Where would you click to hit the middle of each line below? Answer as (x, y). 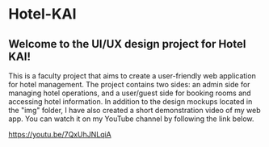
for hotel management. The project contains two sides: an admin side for (129, 84)
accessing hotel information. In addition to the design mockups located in (130, 101)
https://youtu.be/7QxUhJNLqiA (60, 134)
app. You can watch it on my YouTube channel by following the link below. (131, 119)
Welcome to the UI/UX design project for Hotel (127, 44)
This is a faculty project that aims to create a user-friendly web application (132, 76)
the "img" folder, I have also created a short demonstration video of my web (134, 110)
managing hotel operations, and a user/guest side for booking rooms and (130, 93)
